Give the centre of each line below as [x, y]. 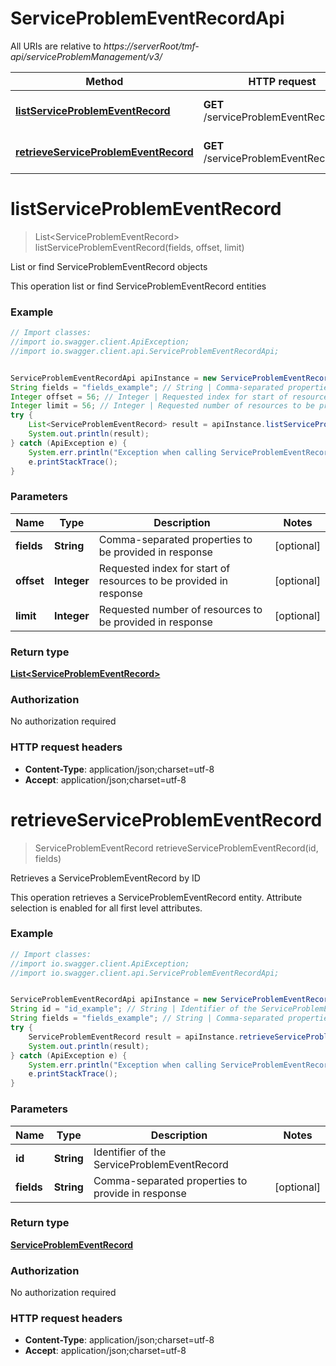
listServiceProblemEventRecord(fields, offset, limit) [139, 247]
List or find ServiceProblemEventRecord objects [109, 266]
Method [104, 81]
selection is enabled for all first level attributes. [106, 908]
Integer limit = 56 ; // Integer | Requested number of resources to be [162, 406]
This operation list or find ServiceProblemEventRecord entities [138, 286]
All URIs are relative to [56, 46]
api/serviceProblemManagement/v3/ [86, 56]
